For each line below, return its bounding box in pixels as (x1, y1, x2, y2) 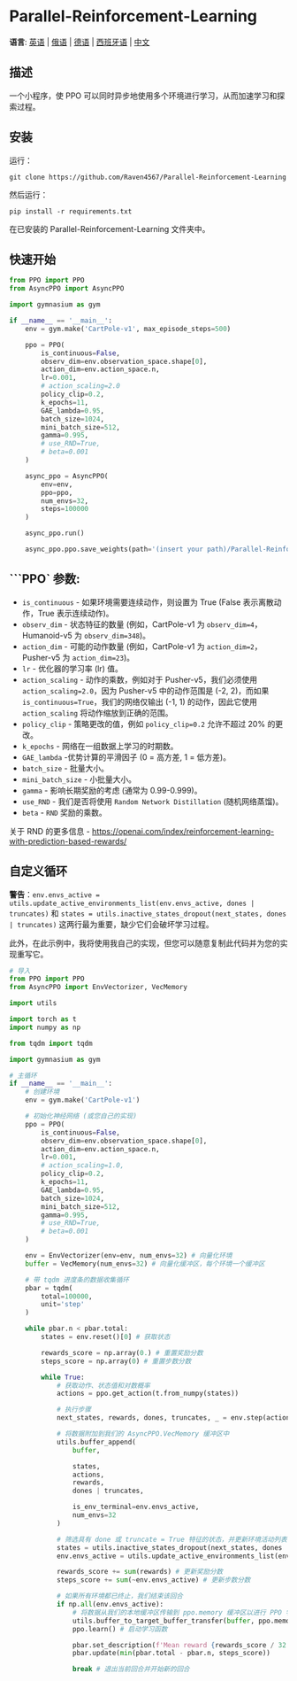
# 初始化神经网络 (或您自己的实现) (25, 1112, 137, 1120)
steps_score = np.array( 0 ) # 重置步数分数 (41, 1357, 192, 1366)
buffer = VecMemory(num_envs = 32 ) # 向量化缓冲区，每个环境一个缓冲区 (25, 1259, 265, 1268)
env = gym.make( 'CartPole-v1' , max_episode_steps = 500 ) (25, 324, 232, 333)
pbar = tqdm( (25, 1283, 73, 1292)
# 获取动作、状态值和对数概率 (56, 1381, 150, 1390)
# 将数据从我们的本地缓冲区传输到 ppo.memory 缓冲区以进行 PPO (72, 1607, 283, 1617)
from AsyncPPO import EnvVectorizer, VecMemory (9, 983, 188, 992)
